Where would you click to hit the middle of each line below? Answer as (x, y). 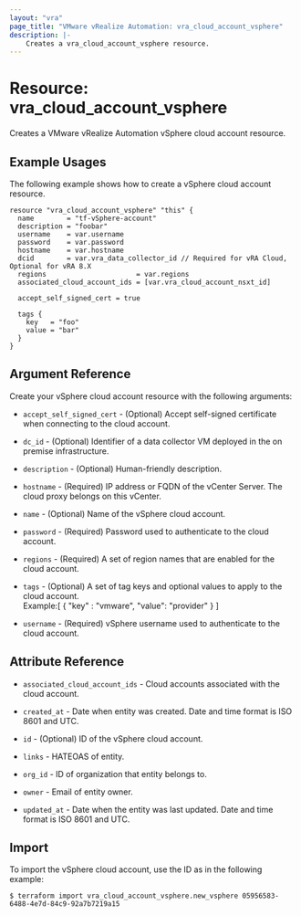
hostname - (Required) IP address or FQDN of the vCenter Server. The (152, 486)
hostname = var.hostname (71, 250)
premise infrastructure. (66, 451)
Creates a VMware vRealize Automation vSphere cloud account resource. (148, 133)
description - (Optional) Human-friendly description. (122, 469)
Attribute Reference (67, 662)
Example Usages (58, 162)
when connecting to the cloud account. (96, 423)
